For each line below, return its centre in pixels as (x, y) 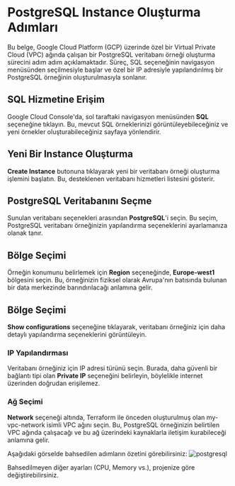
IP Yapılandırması (38, 353)
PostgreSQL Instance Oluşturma (104, 12)
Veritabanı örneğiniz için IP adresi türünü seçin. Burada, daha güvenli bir (113, 368)
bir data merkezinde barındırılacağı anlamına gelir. (80, 287)
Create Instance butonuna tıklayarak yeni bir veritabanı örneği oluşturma (114, 171)
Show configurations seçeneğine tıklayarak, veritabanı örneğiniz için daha (116, 327)
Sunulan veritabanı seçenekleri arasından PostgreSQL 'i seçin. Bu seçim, (113, 218)
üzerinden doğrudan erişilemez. (54, 383)
